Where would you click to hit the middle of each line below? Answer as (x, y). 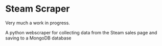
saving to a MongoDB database (38, 38)
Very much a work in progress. (38, 23)
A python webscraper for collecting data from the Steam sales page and (81, 32)
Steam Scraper (38, 9)
